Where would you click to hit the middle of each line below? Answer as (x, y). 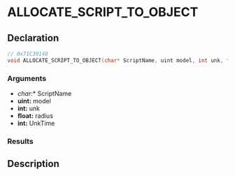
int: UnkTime (36, 124)
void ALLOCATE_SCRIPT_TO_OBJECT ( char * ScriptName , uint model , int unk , (115, 60)
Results (20, 141)
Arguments (27, 78)
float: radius (35, 116)
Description (33, 164)
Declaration (33, 38)
